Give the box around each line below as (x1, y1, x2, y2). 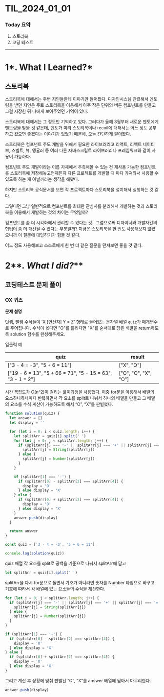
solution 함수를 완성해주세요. (10, 331, 65, 337)
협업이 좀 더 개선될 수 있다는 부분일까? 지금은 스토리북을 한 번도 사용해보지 (5, 226, 146, 232)
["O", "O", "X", (119, 370, 152, 377)
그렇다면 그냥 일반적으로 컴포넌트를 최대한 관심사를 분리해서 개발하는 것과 (5, 203, 145, 209)
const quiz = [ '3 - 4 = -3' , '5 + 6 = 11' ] (5, 542, 95, 547)
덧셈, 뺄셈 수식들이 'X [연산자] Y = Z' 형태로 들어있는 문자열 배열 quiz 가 (5, 319, 141, 325)
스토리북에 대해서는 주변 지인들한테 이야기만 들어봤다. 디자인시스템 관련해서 (5, 96, 149, 102)
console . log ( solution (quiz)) (5, 551, 64, 556)
